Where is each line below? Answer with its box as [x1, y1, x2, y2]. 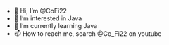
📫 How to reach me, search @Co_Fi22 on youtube [13, 30, 162, 38]
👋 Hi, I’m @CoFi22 [13, 7, 67, 15]
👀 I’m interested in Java [13, 14, 82, 22]
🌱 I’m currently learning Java [13, 22, 98, 30]
